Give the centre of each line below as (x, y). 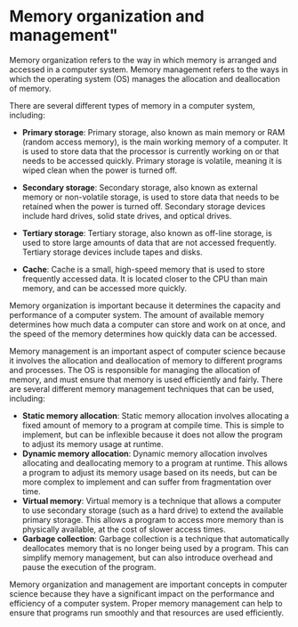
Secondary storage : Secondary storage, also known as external (140, 187)
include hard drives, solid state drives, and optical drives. (127, 216)
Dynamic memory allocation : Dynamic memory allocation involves (145, 453)
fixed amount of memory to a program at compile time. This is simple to (153, 425)
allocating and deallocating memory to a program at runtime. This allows (155, 463)
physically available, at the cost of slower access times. (124, 529)
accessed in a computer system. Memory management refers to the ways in (149, 69)
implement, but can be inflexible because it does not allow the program (152, 435)
